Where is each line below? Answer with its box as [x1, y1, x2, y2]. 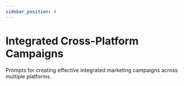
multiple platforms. [5, 72, 52, 80]
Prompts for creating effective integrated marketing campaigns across [5, 66, 178, 74]
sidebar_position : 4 [5, 8, 57, 15]
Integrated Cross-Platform [5, 34, 139, 47]
